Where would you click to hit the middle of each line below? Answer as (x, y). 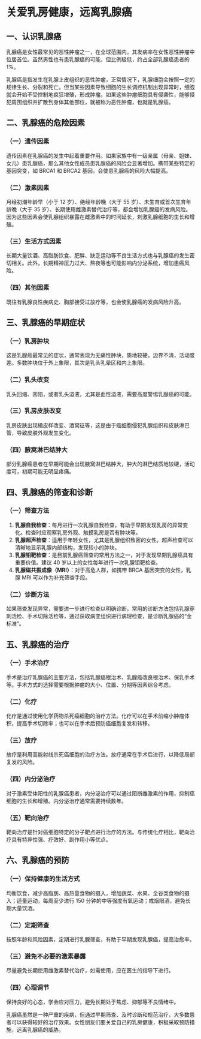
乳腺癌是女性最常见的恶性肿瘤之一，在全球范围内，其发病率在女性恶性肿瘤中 (100, 52)
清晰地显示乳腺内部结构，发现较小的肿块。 (67, 547)
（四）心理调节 (28, 987)
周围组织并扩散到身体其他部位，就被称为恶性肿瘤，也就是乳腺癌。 (92, 102)
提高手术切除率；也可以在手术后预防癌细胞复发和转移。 (85, 723)
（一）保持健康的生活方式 (43, 879)
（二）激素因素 (28, 188)
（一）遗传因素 (28, 142)
